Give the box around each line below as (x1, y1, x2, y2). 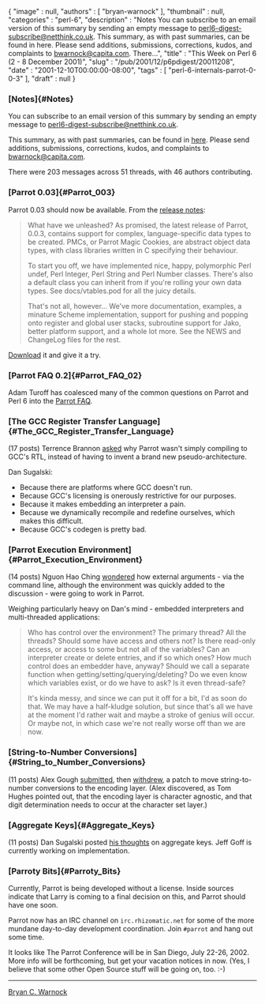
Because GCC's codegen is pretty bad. (19, 525, 147, 534)
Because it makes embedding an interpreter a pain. (19, 499, 186, 509)
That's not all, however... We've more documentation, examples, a (27, 301, 242, 310)
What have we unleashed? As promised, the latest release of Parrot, (27, 220, 248, 230)
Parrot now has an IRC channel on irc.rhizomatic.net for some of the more (8, 916, 255, 925)
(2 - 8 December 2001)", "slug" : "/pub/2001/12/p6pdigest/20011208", (8, 57, 235, 66)
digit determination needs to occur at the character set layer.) (8, 799, 207, 809)
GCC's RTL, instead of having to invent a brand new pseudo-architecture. (8, 452, 247, 461)
